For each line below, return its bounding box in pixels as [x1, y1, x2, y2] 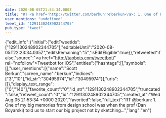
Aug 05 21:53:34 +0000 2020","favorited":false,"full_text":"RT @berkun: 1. [5, 97, 157, 103]
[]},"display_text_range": [5, 81, 54, 87]
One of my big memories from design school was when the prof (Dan [5, 102, 146, 108]
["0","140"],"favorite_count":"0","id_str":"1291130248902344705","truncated [5, 86, 160, 92]
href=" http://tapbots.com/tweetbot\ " [41, 55, 116, 61]
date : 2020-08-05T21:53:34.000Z [5, 7, 72, 12]
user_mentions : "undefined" [5, 16, 63, 21]
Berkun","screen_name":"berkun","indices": [5, 71, 94, 77]
